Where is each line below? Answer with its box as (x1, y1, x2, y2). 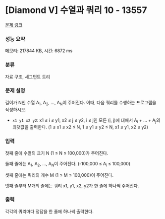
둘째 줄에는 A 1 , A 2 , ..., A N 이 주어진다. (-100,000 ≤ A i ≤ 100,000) (5, 160, 131, 168)
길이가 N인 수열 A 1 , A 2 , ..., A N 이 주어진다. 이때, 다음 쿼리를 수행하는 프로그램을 (5, 99, 157, 107)
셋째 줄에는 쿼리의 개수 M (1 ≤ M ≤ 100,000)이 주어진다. (5, 172, 114, 178)
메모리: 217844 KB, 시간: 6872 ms (5, 48, 73, 54)
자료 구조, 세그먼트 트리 (5, 73, 51, 79)
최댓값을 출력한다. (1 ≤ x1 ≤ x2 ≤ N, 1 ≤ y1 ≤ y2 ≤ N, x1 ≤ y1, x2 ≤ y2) (12, 124, 149, 130)
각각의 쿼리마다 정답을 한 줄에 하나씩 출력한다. (5, 208, 94, 214)
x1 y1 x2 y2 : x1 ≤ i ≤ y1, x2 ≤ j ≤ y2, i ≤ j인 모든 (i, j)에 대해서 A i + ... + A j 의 (12, 117, 161, 124)
